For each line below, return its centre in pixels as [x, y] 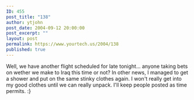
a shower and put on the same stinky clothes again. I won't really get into [94, 78]
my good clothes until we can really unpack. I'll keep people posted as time [96, 85]
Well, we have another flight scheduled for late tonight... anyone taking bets [97, 66]
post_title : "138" [28, 17]
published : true [26, 50]
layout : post [22, 39]
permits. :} [18, 91]
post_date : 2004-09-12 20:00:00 [45, 28]
